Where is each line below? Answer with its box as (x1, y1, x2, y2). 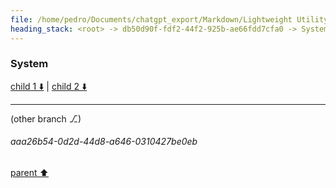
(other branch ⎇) (10, 112, 82, 125)
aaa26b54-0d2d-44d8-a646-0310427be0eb (10, 136, 198, 148)
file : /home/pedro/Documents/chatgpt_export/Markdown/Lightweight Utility (10, 14, 329, 25)
